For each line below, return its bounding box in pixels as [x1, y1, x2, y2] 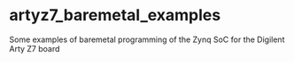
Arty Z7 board [9, 43, 60, 53]
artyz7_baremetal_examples [9, 5, 221, 25]
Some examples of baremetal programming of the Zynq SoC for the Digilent [9, 34, 285, 45]
